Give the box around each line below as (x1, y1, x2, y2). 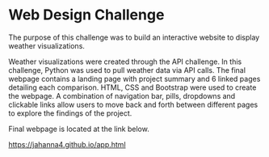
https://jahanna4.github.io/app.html (8, 139, 127, 149)
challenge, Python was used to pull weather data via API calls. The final (8, 65, 246, 74)
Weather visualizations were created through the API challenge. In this (8, 57, 242, 66)
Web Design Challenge (8, 6, 165, 24)
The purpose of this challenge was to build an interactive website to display (8, 32, 260, 42)
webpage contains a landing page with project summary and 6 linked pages (8, 74, 261, 83)
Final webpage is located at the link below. (8, 124, 149, 134)
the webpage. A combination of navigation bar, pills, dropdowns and (8, 91, 236, 100)
